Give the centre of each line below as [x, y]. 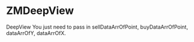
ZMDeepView [40, 11]
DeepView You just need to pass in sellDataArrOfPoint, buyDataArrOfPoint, [97, 27]
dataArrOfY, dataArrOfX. [36, 33]
